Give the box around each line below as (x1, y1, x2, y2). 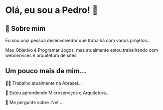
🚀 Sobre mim (5, 24, 46, 33)
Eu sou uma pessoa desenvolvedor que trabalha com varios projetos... (5, 37, 151, 43)
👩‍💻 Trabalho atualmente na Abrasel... (5, 80, 82, 86)
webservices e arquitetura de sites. (5, 52, 78, 58)
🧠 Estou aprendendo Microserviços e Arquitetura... (5, 90, 110, 96)
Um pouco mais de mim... (5, 67, 87, 75)
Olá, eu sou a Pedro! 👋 (5, 4, 98, 16)
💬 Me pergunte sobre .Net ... (5, 99, 64, 105)
